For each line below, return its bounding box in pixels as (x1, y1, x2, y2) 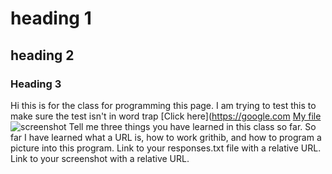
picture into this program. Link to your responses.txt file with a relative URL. (10, 142, 322, 154)
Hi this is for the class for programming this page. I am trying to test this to (10, 99, 317, 111)
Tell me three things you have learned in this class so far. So (68, 120, 317, 132)
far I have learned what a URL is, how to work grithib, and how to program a (10, 131, 322, 143)
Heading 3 (10, 77, 62, 91)
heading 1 (10, 7, 92, 30)
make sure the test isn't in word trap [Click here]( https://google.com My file (10, 110, 322, 122)
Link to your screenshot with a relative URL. (10, 152, 190, 164)
